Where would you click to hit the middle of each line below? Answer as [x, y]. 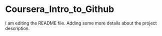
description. [17, 28]
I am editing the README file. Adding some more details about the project [81, 23]
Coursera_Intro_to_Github [60, 9]
